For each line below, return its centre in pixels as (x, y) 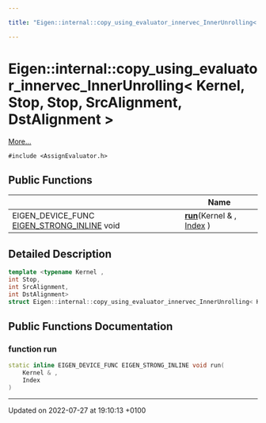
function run (33, 348)
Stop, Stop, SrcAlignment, (95, 102)
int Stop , (25, 280)
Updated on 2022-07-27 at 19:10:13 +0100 (77, 410)
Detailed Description (60, 254)
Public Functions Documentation (91, 326)
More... (20, 141)
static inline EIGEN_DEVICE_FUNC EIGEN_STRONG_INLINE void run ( (116, 366)
